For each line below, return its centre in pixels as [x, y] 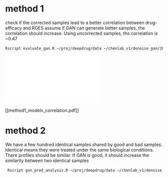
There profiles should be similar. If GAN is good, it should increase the [77, 155]
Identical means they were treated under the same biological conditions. [79, 150]
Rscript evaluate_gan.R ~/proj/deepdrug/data [53, 48]
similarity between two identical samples [47, 160]
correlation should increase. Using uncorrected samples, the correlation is [81, 33]
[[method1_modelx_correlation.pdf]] [42, 110]
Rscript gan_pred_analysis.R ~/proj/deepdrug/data [61, 170]
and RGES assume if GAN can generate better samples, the [84, 28]
